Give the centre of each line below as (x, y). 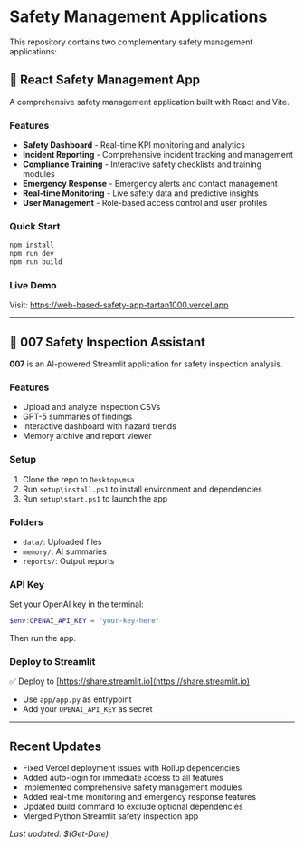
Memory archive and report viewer (87, 436)
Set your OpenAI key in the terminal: (77, 604)
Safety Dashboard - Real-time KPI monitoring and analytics (134, 145)
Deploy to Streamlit (52, 662)
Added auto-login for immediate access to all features (123, 778)
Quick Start (35, 226)
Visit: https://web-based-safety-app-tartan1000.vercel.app (119, 305)
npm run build (36, 262)
